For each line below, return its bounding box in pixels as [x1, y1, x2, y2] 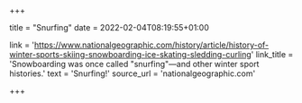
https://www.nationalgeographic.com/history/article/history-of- [34, 39, 270, 50]
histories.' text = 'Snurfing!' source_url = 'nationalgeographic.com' [9, 68, 256, 79]
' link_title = [251, 49, 294, 59]
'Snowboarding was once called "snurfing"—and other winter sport [9, 59, 260, 69]
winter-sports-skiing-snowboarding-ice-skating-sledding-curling [9, 49, 252, 59]
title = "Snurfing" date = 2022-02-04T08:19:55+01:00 [9, 22, 210, 32]
